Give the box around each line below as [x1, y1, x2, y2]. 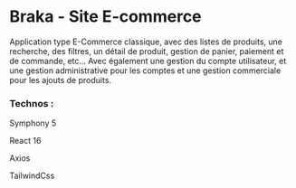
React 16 [9, 136, 42, 146]
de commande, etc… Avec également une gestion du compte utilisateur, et [9, 55, 287, 66]
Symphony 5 [9, 117, 57, 128]
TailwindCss [9, 170, 55, 182]
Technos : [9, 97, 54, 109]
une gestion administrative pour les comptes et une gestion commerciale [9, 65, 282, 76]
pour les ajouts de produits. [9, 74, 111, 85]
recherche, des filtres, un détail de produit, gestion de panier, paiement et [9, 45, 284, 56]
